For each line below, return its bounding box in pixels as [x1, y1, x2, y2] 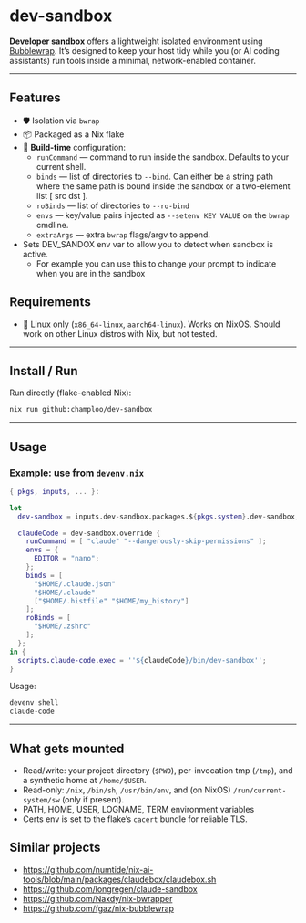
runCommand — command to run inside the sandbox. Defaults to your [36, 152, 290, 163]
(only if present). [62, 794, 125, 804]
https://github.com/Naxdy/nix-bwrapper [22, 893, 173, 904]
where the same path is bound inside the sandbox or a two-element [36, 180, 291, 192]
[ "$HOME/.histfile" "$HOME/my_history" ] [33, 596, 189, 605]
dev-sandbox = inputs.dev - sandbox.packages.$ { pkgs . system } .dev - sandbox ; [17, 512, 300, 521]
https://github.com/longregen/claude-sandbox [22, 883, 198, 895]
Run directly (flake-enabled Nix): [9, 387, 132, 398]
